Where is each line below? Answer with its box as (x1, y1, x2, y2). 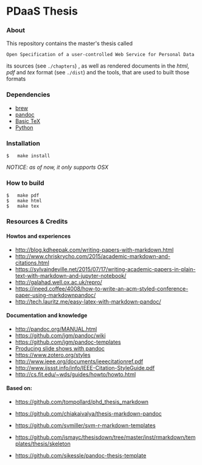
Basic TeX (15, 117, 41, 124)
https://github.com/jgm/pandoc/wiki (15, 332, 106, 339)
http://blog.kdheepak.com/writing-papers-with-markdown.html (15, 246, 174, 254)
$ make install (6, 153, 50, 159)
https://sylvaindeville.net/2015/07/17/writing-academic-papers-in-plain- (15, 265, 196, 272)
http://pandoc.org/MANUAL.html (15, 325, 97, 333)
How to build (6, 179, 44, 187)
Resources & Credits (6, 218, 68, 226)
